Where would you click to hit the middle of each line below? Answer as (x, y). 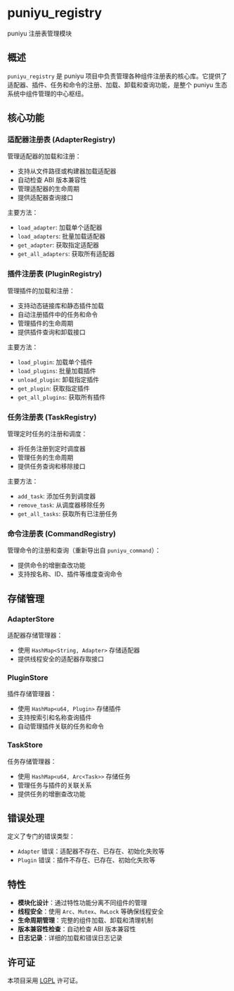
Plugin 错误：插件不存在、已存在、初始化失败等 (86, 860)
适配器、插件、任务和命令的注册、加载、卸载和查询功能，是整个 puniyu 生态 (117, 84)
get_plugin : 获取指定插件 (53, 388)
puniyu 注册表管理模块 (40, 33)
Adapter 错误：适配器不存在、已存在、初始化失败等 (91, 851)
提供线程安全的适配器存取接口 (60, 659)
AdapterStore (31, 619)
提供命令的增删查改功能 (51, 565)
